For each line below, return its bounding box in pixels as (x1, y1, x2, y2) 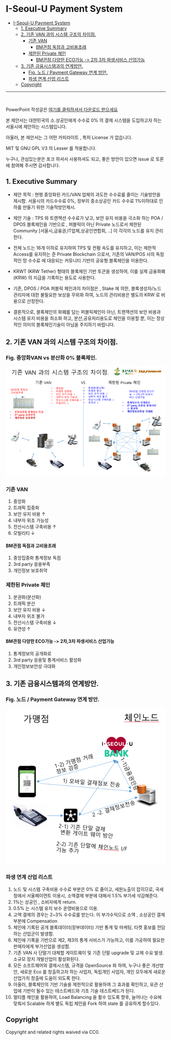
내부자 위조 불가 (13, 613, 45, 619)
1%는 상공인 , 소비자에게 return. (13, 899, 77, 905)
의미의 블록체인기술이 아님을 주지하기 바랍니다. (22, 321, 115, 327)
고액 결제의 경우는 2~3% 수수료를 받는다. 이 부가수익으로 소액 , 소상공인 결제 (13, 912, 165, 918)
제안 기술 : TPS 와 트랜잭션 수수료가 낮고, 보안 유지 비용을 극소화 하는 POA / (13, 215, 163, 221)
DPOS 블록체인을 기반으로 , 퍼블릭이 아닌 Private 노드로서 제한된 (13, 221, 142, 227)
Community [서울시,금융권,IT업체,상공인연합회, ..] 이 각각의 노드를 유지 (13, 227, 154, 233)
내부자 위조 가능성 (13, 517, 49, 523)
